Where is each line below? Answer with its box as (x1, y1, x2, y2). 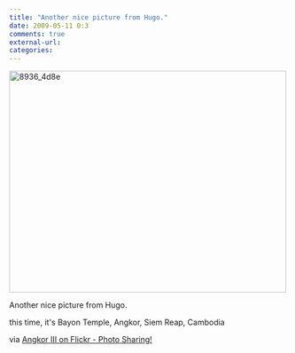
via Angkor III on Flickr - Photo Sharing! (9, 334, 152, 345)
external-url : (9, 37, 62, 47)
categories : (9, 46, 53, 55)
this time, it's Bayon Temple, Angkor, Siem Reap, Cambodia (9, 317, 225, 328)
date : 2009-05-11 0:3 (9, 21, 89, 30)
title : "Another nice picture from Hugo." (9, 12, 168, 22)
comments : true (9, 29, 66, 38)
